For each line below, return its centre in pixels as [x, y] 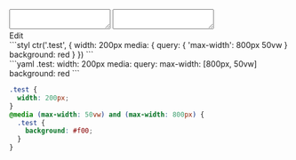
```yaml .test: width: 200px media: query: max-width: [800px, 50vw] [133, 64]
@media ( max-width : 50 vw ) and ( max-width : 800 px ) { [107, 115]
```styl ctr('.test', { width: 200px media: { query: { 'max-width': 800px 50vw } [148, 45]
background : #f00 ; [59, 131]
